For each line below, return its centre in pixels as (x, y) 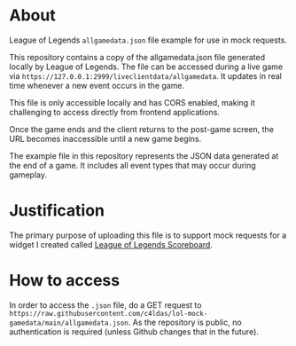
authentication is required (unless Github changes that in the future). (134, 331)
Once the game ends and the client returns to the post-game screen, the (142, 129)
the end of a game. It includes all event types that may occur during (133, 165)
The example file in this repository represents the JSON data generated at (144, 155)
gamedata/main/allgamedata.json (69, 323)
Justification (57, 211)
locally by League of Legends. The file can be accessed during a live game (146, 67)
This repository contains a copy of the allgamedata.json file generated (137, 57)
